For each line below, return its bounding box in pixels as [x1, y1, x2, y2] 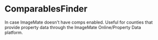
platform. [4, 29, 23, 35]
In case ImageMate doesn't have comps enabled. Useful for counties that [4, 19, 153, 25]
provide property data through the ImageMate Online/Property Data [4, 24, 141, 30]
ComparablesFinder [4, 3, 88, 14]
